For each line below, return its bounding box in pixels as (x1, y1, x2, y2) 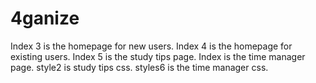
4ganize (10, 7, 80, 30)
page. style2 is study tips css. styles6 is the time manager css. (10, 61, 269, 73)
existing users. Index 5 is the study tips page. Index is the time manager (10, 50, 306, 62)
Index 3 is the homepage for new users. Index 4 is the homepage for (10, 40, 293, 52)
